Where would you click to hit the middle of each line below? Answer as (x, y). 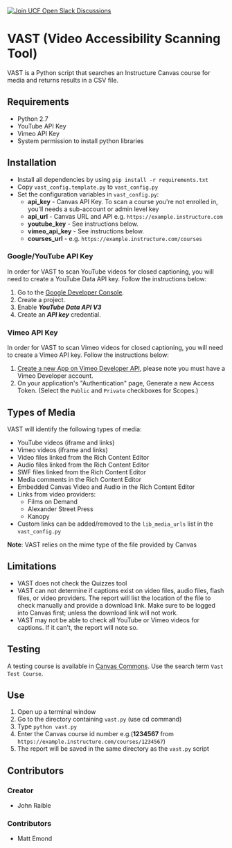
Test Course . (25, 673)
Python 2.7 (33, 119)
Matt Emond (35, 839)
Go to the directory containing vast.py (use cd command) (99, 720)
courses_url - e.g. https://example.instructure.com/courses (115, 238)
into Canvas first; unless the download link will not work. (98, 613)
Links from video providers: (56, 494)
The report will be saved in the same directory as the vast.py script (113, 749)
